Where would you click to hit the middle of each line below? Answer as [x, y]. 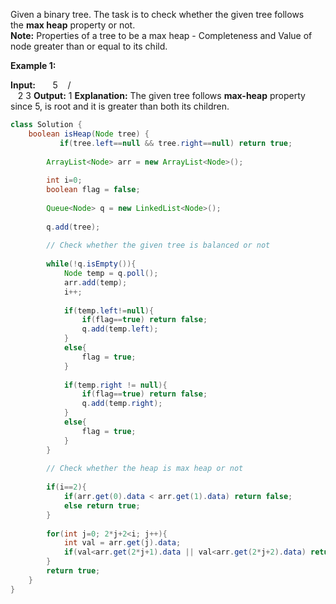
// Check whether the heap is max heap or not [145, 469]
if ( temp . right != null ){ [115, 385]
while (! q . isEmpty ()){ [91, 264]
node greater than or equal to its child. [89, 46]
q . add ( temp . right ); [122, 404]
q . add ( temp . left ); [120, 329]
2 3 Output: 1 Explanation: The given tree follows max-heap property [161, 95]
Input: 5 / [41, 85]
